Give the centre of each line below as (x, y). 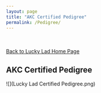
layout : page (22, 11)
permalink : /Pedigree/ (33, 22)
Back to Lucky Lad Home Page (43, 51)
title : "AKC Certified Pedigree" (46, 17)
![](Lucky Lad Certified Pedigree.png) (51, 84)
